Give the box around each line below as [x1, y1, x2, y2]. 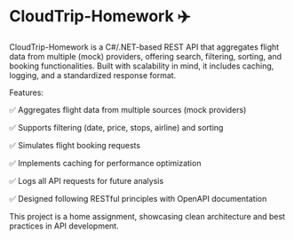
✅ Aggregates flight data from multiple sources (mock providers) [9, 104, 247, 115]
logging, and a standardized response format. [9, 69, 177, 80]
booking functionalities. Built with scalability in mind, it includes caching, [9, 60, 274, 71]
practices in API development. [9, 220, 119, 231]
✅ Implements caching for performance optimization [9, 157, 202, 168]
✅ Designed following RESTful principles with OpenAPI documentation [9, 193, 267, 204]
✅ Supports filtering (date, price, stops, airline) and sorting [9, 122, 224, 132]
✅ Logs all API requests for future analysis [9, 175, 164, 186]
